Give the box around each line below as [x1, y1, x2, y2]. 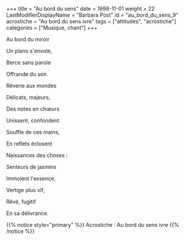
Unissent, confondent [6, 117, 60, 124]
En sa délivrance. [6, 209, 49, 217]
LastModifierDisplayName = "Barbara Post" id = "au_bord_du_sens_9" [6, 11, 178, 19]
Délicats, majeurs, [6, 94, 51, 101]
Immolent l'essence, [6, 175, 56, 182]
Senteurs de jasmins [6, 163, 57, 170]
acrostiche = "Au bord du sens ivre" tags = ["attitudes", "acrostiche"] [6, 18, 177, 25]
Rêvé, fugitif [6, 198, 37, 205]
